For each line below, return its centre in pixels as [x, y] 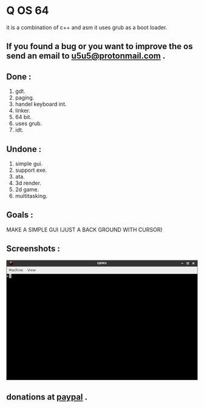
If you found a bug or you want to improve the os [100, 46]
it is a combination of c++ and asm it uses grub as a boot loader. [87, 27]
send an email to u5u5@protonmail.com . [86, 56]
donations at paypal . [47, 397]
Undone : [24, 149]
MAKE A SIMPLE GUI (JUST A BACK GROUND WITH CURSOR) [84, 229]
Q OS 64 [28, 11]
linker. [22, 110]
